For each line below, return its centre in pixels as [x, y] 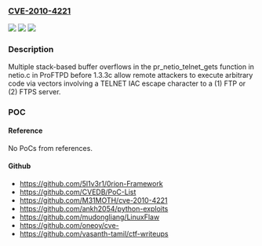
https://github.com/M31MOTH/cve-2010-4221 [93, 200]
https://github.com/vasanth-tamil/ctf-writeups [94, 233]
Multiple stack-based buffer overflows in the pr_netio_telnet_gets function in [131, 66]
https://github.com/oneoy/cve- [69, 225]
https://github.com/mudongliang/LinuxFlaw [89, 217]
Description [31, 50]
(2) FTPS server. [35, 91]
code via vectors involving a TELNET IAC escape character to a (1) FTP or [127, 83]
